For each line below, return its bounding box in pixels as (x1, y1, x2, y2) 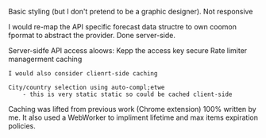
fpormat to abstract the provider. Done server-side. (8, 31, 176, 40)
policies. (8, 121, 36, 130)
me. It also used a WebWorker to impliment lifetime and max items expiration (8, 113, 259, 122)
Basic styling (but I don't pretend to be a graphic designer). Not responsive (8, 7, 253, 16)
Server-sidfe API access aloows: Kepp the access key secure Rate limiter (8, 46, 248, 55)
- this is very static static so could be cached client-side (22, 90, 233, 98)
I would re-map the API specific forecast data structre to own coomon (8, 22, 237, 31)
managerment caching (8, 55, 83, 63)
